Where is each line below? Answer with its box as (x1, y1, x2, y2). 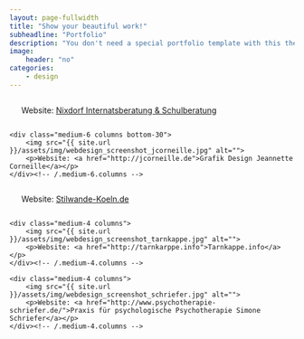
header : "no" (25, 55, 75, 64)
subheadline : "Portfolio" (9, 30, 107, 39)
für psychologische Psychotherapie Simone (98, 306, 261, 315)
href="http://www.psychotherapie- (86, 297, 217, 307)
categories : (9, 64, 54, 73)
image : (9, 47, 34, 56)
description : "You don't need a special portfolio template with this (9, 38, 281, 48)
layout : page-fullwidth (9, 13, 100, 23)
